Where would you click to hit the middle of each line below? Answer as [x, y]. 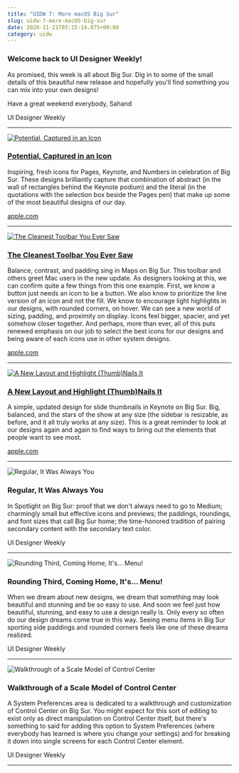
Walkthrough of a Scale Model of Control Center [92, 687]
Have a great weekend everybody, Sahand [70, 103]
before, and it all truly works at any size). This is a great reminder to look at [117, 423]
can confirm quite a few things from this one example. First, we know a [111, 286]
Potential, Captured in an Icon [60, 156]
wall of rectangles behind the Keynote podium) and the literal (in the [107, 187]
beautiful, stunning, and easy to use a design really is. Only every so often [116, 612]
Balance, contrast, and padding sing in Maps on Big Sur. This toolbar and [114, 271]
